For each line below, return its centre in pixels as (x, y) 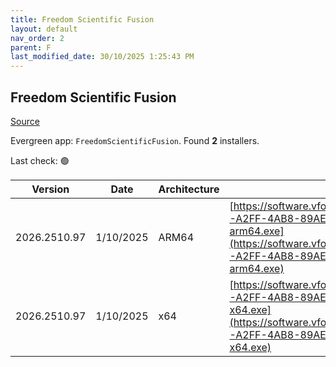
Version (50, 189)
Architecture (189, 189)
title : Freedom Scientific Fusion (82, 19)
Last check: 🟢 (40, 160)
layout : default (44, 29)
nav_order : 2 (37, 38)
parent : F (31, 47)
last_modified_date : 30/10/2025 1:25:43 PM (102, 57)
